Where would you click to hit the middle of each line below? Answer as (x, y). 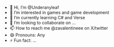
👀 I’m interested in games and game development (59, 12)
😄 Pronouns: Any (27, 35)
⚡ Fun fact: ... (23, 40)
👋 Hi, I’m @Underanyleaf (34, 7)
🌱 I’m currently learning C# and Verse (47, 18)
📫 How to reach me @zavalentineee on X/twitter (59, 28)
